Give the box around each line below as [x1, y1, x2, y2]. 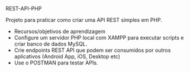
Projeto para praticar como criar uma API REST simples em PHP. [5, 17, 162, 23]
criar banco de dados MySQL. [14, 41, 88, 47]
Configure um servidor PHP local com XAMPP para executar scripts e [14, 34, 184, 41]
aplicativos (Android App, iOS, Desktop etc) [14, 53, 121, 60]
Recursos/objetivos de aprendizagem [14, 28, 106, 35]
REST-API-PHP [5, 5, 42, 12]
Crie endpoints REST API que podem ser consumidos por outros [14, 47, 171, 54]
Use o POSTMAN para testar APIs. [14, 59, 98, 66]
